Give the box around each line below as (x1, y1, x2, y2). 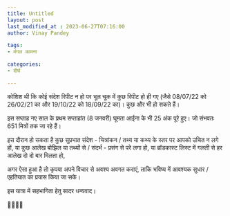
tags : (7, 42, 23, 49)
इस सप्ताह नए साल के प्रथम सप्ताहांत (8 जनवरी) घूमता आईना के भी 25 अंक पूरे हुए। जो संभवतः (7, 114, 215, 122)
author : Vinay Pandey (7, 29, 70, 37)
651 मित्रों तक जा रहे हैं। (7, 122, 61, 130)
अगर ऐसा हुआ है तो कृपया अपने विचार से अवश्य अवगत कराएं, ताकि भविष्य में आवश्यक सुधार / (7, 165, 209, 173)
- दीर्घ (7, 67, 21, 74)
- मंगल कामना (7, 48, 37, 55)
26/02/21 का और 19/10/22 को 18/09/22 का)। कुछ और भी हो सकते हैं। (7, 100, 180, 108)
